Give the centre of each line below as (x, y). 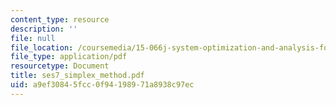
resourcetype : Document (60, 66)
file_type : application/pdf (69, 57)
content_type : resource (60, 19)
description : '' (44, 29)
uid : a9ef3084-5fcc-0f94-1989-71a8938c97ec (102, 85)
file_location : (42, 47)
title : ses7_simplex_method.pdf (77, 76)
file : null (33, 38)
